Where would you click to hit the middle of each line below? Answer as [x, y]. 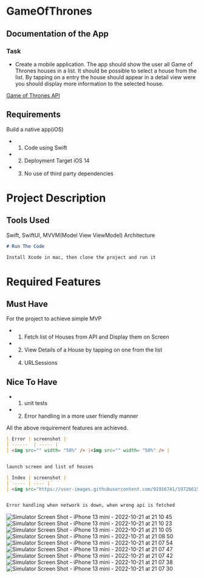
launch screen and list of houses [50, 467]
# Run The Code [25, 246]
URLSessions [41, 363]
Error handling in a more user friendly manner [81, 416]
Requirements [33, 115]
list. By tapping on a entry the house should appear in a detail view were [105, 77]
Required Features [54, 282]
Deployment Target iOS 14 [57, 160]
